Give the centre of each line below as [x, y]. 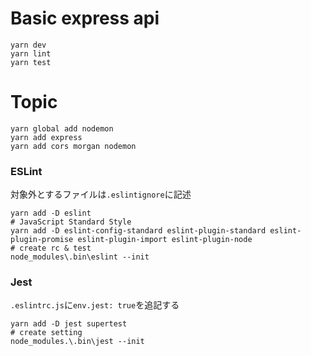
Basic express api [85, 18]
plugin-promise [42, 240]
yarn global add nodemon [62, 128]
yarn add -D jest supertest [69, 324]
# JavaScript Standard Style [71, 222]
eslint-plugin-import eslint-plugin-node [165, 240]
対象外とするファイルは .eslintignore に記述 [101, 194]
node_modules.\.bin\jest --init [77, 342]
